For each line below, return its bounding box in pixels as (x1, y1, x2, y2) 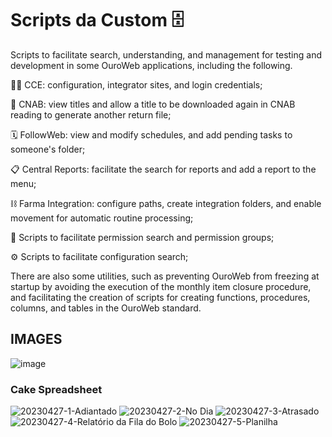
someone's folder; (10, 143, 86, 155)
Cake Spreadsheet (10, 382, 103, 396)
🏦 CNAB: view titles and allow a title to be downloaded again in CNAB (10, 98, 296, 110)
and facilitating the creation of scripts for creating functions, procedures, (10, 291, 311, 303)
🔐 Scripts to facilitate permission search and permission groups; (10, 231, 275, 243)
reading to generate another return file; (10, 108, 172, 121)
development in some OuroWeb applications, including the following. (10, 59, 293, 71)
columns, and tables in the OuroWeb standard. (10, 302, 202, 314)
